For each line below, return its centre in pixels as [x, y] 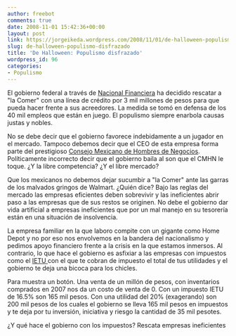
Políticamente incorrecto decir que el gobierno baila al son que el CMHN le [115, 158]
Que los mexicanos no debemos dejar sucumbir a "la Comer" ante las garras [118, 179]
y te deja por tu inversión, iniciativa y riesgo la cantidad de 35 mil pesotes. [114, 311]
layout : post [26, 33]
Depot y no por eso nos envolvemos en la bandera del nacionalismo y [108, 238]
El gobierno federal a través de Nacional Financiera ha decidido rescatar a [114, 93]
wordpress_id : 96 [33, 60]
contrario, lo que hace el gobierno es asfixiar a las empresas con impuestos [117, 253]
